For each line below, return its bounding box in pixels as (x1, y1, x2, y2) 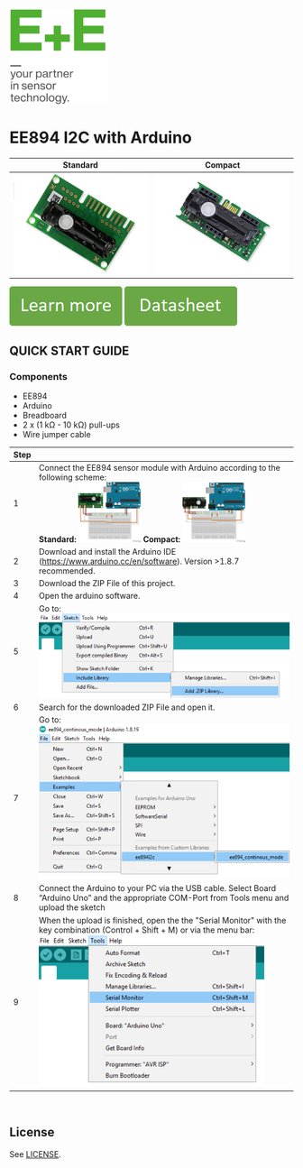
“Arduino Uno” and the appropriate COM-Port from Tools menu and (39, 893, 289, 904)
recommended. (39, 565, 96, 576)
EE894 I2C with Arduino (9, 127, 192, 148)
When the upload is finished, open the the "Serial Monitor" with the (39, 915, 287, 925)
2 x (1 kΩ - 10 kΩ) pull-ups (22, 419, 120, 430)
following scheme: (39, 472, 106, 483)
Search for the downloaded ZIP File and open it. (39, 702, 216, 713)
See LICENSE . (9, 1148, 61, 1159)
